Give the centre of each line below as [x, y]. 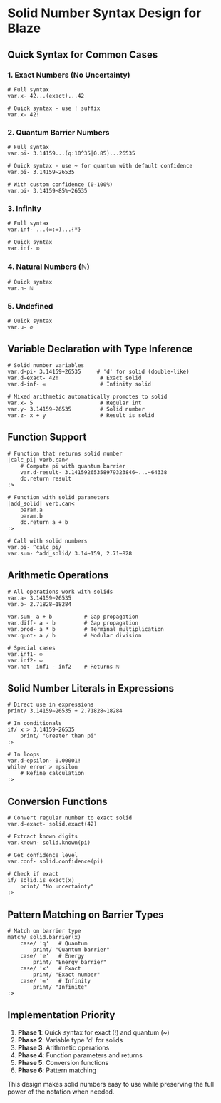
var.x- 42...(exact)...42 [46, 96]
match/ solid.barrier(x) [44, 937]
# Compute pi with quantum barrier [73, 466]
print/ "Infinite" [60, 987]
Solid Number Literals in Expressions [91, 688]
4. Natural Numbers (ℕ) [49, 267]
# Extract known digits [43, 837]
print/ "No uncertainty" [57, 887]
